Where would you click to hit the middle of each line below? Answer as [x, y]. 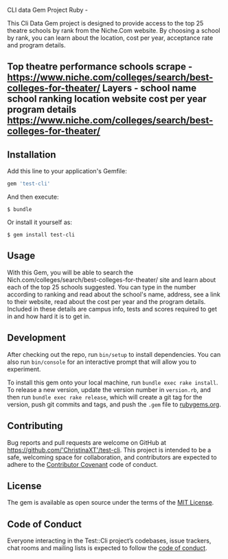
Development [37, 338]
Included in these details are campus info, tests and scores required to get [112, 309]
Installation [32, 154]
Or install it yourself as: [39, 222]
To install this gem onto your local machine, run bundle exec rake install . [113, 382]
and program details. [37, 45]
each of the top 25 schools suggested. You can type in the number [102, 287]
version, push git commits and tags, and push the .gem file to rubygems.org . [114, 404]
